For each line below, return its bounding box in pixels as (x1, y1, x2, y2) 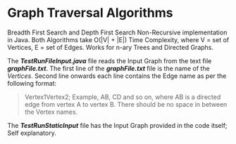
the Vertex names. (24, 107, 78, 116)
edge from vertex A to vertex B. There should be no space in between (24, 100, 228, 108)
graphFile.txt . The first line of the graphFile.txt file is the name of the (7, 64, 210, 72)
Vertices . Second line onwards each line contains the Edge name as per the (7, 72, 227, 80)
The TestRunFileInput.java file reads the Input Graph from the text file (7, 56, 212, 65)
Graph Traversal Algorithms (7, 5, 173, 21)
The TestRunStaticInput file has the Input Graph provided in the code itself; (7, 121, 228, 129)
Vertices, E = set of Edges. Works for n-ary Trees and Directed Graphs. (7, 43, 213, 51)
